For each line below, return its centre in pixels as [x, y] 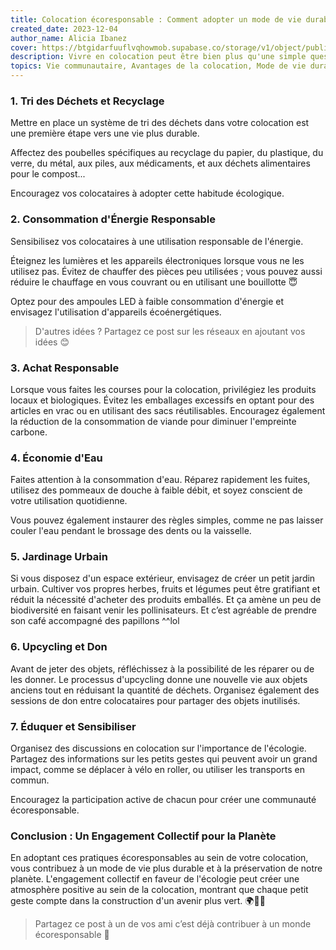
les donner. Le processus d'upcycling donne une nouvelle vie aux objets [159, 679]
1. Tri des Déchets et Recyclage [87, 101]
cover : [24, 47]
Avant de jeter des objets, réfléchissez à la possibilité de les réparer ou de [162, 668]
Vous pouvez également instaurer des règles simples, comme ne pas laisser [167, 520]
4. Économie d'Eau [56, 458]
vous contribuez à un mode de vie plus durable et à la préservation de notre [166, 868]
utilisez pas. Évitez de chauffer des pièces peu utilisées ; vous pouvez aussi [166, 271]
